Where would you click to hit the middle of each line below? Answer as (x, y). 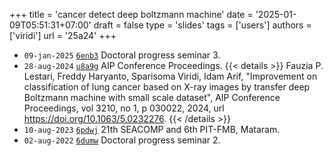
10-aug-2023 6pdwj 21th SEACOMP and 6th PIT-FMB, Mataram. (152, 129)
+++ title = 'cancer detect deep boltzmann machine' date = (131, 14)
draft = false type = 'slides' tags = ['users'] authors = (202, 25)
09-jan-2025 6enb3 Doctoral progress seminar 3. (122, 55)
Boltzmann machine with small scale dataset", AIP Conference (152, 97)
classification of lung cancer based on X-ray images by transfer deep (167, 87)
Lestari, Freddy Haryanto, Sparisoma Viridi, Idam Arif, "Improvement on (170, 76)
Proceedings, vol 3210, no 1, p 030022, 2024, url (124, 108)
